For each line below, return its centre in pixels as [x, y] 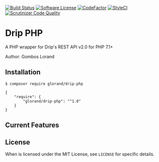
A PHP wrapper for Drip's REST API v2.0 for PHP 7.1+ [59, 47]
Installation [23, 72]
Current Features [32, 125]
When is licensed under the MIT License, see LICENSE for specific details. [80, 154]
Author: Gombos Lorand [30, 56]
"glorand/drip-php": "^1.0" [52, 101]
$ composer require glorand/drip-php [44, 84]
